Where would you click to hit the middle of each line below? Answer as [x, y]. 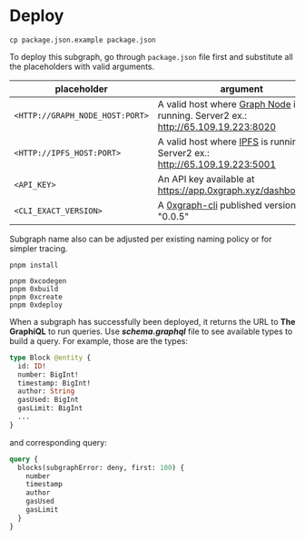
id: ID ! [32, 366]
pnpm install [34, 265]
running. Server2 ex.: [202, 115]
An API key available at [206, 179]
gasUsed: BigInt [48, 400]
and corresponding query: [58, 442]
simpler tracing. [39, 248]
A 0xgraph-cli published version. [228, 205]
